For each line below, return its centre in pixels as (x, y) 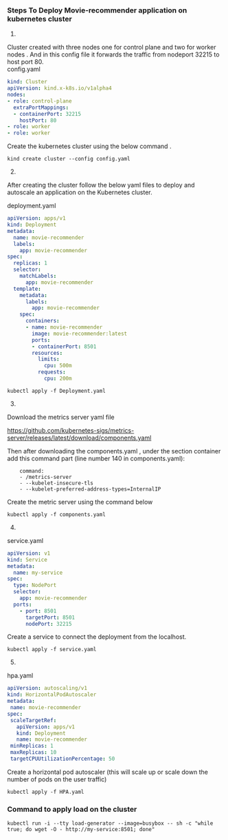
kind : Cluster (27, 82)
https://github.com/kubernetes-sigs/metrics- (71, 430)
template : (27, 289)
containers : (42, 321)
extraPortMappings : (41, 107)
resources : (47, 353)
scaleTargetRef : (33, 720)
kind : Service (27, 560)
